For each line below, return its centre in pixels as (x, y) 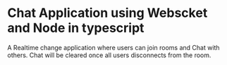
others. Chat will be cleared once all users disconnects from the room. (109, 55)
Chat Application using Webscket (108, 13)
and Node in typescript (76, 28)
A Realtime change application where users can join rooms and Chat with (114, 47)
